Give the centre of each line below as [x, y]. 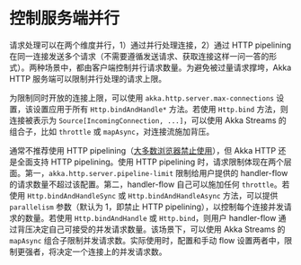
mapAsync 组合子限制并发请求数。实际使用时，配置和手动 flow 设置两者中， [147, 240]
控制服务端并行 [65, 18]
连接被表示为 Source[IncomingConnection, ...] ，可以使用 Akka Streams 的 [148, 120]
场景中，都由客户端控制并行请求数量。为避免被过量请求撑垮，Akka [168, 67]
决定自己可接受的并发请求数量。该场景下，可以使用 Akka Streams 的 [159, 229]
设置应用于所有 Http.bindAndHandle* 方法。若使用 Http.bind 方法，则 [161, 109]
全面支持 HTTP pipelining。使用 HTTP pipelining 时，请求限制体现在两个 [150, 162]
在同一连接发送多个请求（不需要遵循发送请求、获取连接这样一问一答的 [139, 56]
